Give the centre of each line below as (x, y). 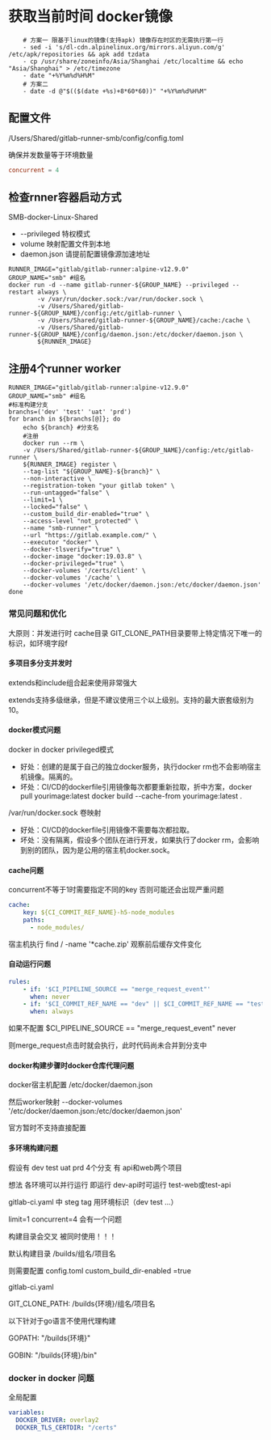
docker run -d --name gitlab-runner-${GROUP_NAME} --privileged (119, 285)
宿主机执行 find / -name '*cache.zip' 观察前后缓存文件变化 (105, 944)
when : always (52, 1012)
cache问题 (26, 870)
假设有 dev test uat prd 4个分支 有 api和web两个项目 (96, 1167)
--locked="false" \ (56, 507)
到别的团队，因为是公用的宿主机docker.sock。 (97, 849)
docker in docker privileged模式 (61, 749)
